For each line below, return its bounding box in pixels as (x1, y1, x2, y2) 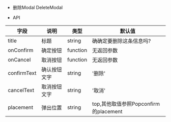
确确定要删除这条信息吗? (92, 38, 151, 44)
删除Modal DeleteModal (12, 5, 63, 10)
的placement (92, 108, 123, 115)
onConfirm (8, 47, 34, 53)
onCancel (8, 56, 31, 63)
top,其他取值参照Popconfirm (92, 101, 160, 107)
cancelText (8, 87, 35, 94)
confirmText (8, 70, 37, 76)
